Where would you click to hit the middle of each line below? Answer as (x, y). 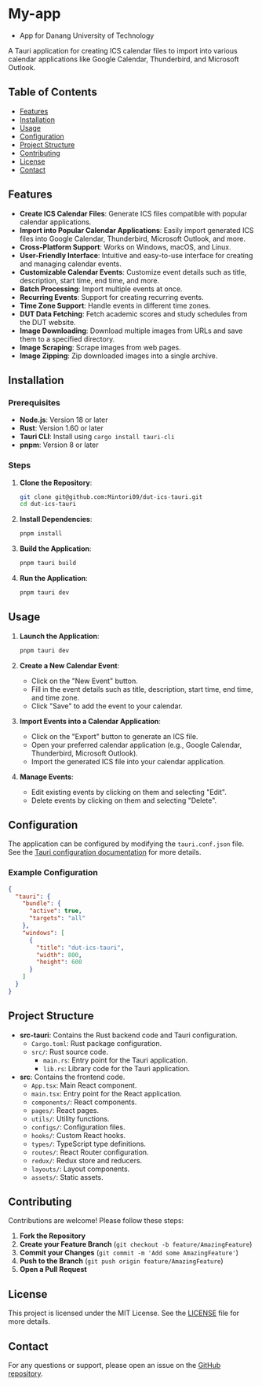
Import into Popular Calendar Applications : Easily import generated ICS (136, 230)
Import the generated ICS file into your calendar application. (128, 761)
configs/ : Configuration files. (78, 1127)
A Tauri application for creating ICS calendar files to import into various (123, 50)
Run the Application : (53, 578)
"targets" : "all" (57, 918)
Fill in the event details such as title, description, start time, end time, (142, 689)
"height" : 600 (59, 962)
